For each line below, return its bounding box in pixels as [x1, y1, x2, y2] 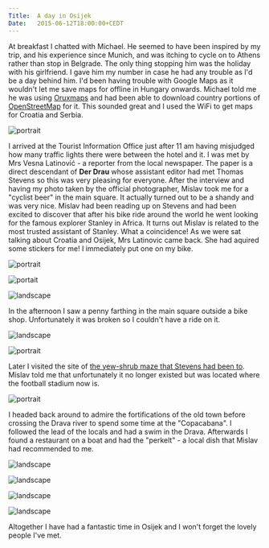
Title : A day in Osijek [8, 11, 92, 20]
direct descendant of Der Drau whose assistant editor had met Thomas [8, 167, 244, 176]
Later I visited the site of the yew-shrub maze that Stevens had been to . [8, 361, 245, 371]
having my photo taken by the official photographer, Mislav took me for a [8, 183, 249, 193]
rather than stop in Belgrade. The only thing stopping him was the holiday [8, 58, 251, 68]
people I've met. [8, 530, 62, 540]
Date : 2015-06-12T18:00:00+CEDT [8, 19, 124, 27]
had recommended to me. [8, 443, 94, 453]
